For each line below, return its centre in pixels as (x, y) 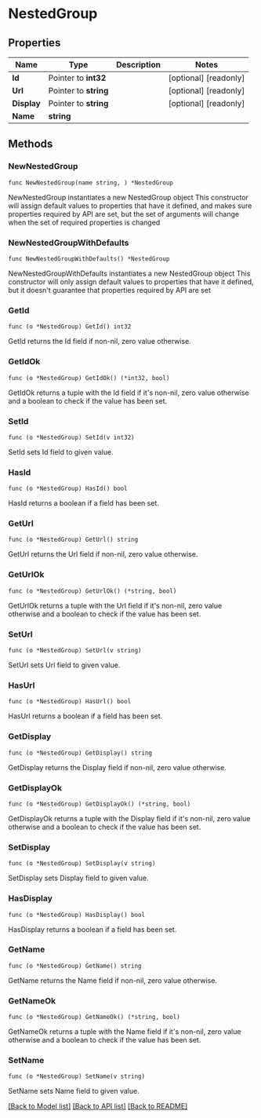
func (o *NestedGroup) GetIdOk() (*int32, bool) (89, 378)
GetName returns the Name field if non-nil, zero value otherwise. (113, 980)
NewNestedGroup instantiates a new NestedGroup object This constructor (129, 197)
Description (138, 65)
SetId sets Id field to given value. (61, 451)
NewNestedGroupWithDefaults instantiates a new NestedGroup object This (129, 273)
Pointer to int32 (77, 78)
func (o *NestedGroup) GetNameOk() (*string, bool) (94, 1018)
